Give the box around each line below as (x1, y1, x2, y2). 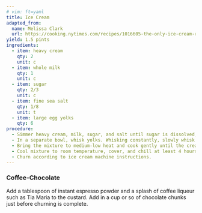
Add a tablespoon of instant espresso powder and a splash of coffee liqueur (6, 187, 195, 194)
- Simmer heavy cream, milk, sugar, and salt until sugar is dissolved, (11, 131, 198, 138)
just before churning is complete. (6, 200, 88, 207)
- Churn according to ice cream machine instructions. (11, 154, 152, 160)
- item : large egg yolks (11, 115, 74, 121)
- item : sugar (11, 82, 47, 88)
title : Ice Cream (6, 14, 50, 20)
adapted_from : (6, 20, 42, 26)
